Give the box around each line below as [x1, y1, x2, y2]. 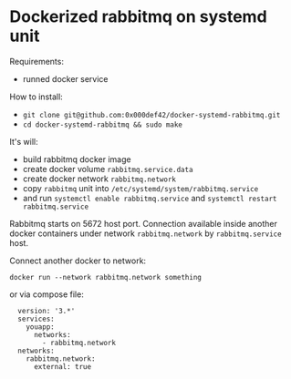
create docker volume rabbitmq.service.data [22, 163, 193, 174]
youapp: [26, 322, 55, 332]
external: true [33, 362, 92, 371]
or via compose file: [9, 289, 84, 300]
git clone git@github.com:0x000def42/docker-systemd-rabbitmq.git [22, 110, 281, 119]
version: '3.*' [17, 306, 76, 315]
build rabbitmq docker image [22, 153, 131, 165]
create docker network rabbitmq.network [22, 173, 176, 184]
